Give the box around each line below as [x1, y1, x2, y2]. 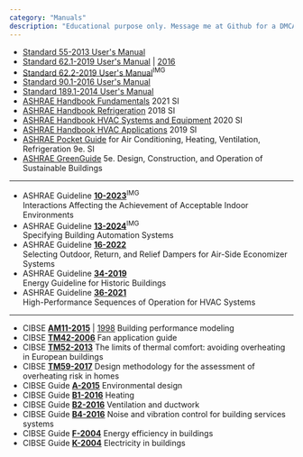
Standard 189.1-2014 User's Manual [22, 87, 154, 97]
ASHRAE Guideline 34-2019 [22, 268, 128, 279]
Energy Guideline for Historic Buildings [22, 278, 167, 288]
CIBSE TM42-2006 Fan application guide [22, 333, 178, 343]
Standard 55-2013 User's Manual [22, 46, 146, 57]
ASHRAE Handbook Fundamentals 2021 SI [22, 96, 179, 106]
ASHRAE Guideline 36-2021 [22, 288, 127, 298]
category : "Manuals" [9, 13, 87, 23]
